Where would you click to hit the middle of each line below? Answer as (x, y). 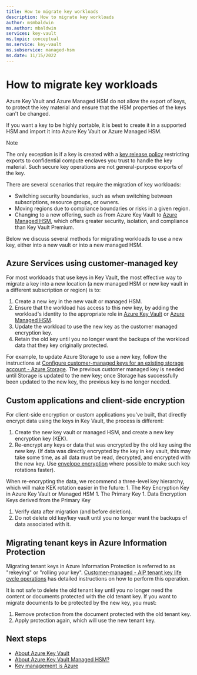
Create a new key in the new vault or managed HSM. (78, 302)
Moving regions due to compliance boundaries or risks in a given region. (102, 208)
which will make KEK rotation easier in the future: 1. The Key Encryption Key (98, 488)
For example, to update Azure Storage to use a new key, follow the (86, 357)
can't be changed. (28, 113)
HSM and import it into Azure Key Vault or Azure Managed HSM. (84, 131)
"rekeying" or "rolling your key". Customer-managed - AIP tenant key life (94, 572)
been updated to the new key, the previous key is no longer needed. (89, 382)
